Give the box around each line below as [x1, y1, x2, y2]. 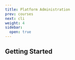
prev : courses [5, 12, 34, 16]
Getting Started [5, 47, 53, 56]
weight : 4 [5, 20, 25, 26]
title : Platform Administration [5, 7, 70, 12]
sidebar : [5, 25, 23, 30]
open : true [9, 30, 31, 34]
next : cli [5, 16, 25, 21]
